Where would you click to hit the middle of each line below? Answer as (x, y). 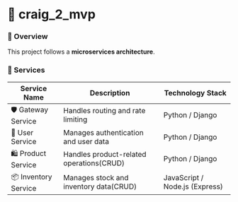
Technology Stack (195, 93)
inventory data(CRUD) (100, 186)
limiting (75, 119)
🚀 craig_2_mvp (51, 14)
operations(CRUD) (94, 163)
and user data (86, 141)
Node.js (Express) (193, 186)
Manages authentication (103, 132)
